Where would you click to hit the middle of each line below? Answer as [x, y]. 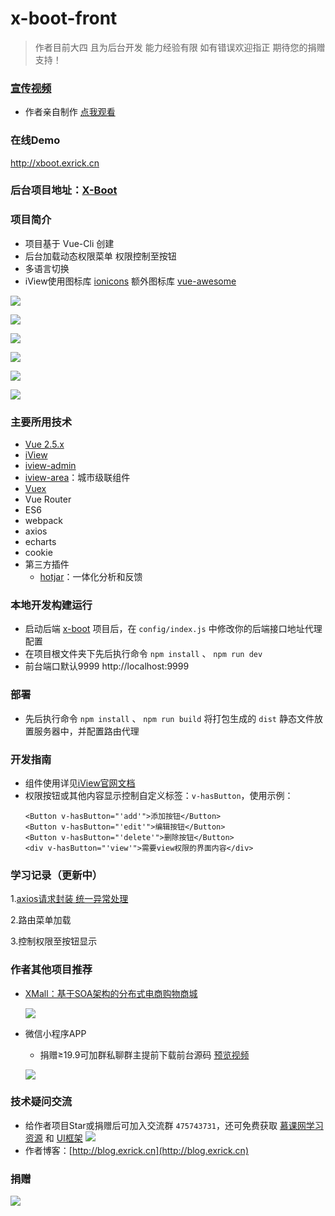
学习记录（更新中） [56, 875]
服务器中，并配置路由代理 [86, 731]
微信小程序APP [55, 1033]
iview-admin [50, 466]
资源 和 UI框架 [53, 1138]
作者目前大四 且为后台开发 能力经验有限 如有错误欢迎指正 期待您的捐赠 [180, 47]
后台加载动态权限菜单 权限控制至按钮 [100, 256]
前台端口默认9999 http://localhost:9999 [107, 666]
